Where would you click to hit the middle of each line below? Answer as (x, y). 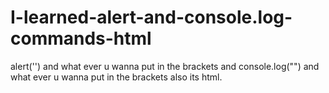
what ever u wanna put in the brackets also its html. (116, 77)
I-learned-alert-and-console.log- (151, 17)
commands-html (81, 38)
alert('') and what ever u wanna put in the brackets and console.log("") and (165, 66)
